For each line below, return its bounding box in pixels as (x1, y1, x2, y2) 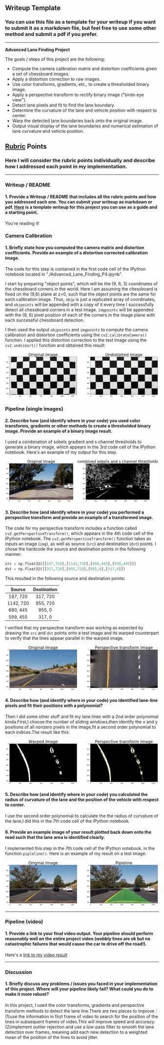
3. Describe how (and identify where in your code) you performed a (5, 509, 144, 515)
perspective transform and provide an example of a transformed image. (5, 514, 154, 520)
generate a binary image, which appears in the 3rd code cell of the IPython (5, 444, 156, 450)
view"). (12, 97, 27, 102)
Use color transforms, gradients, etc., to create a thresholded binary (12, 81, 149, 87)
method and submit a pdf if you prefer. (5, 31, 99, 38)
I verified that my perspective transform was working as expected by (5, 625, 143, 631)
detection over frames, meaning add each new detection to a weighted (5, 1029, 148, 1035)
